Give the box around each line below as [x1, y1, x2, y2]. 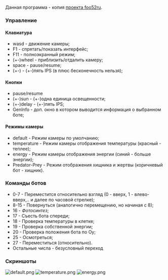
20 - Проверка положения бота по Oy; [12, 229, 96, 235]
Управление [5, 17, 37, 24]
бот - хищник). [12, 167, 45, 173]
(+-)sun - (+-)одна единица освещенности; [12, 96, 106, 102]
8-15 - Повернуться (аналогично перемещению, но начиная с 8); [12, 202, 154, 208]
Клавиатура [5, 29, 32, 35]
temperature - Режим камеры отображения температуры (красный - [12, 140, 161, 146]
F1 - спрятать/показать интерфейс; [12, 46, 89, 52]
